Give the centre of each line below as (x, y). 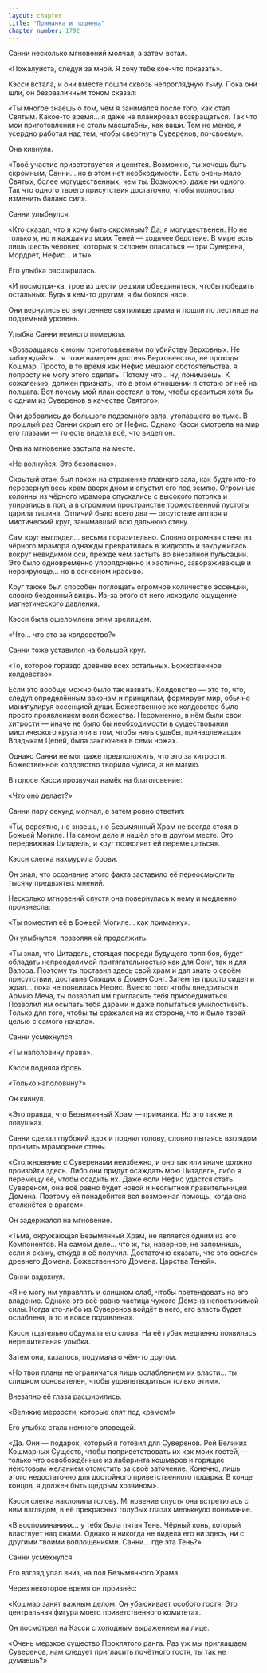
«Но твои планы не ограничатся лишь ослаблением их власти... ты (123, 1372)
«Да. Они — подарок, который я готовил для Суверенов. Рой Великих (128, 1443)
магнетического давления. (54, 603)
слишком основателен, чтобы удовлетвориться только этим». (114, 1381)
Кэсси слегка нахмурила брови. (63, 859)
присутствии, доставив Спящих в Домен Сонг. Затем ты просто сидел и (132, 979)
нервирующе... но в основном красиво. (76, 572)
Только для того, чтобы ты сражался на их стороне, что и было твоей (127, 1013)
